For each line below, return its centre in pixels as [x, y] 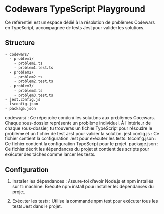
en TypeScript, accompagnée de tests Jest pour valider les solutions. [75, 27]
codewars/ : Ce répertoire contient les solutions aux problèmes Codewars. [80, 118]
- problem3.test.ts [34, 95]
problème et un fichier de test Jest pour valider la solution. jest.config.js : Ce [82, 134]
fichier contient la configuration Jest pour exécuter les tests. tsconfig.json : [81, 139]
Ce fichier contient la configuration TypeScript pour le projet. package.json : [82, 144]
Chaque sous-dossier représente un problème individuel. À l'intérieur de [78, 123]
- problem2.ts [28, 77]
